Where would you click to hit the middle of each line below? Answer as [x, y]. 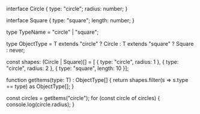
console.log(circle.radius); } [41, 104]
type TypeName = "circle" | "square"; [53, 32]
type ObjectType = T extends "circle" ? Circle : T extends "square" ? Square [100, 44]
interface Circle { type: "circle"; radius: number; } [67, 9]
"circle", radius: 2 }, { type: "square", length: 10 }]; [68, 68]
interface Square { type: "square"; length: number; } [71, 20]
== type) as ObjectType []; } [40, 86]
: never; [16, 50]
